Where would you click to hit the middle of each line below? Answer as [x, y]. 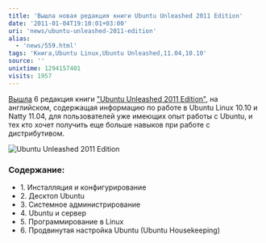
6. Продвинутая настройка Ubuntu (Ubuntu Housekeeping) [120, 230]
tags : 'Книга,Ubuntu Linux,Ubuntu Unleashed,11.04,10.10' [108, 53]
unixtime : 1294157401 [45, 69]
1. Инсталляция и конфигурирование [83, 187]
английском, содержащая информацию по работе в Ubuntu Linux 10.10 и [133, 107]
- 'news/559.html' [47, 46]
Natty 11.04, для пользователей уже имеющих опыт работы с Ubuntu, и [131, 116]
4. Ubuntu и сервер [53, 213]
